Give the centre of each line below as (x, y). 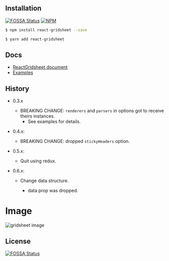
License (18, 241)
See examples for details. (54, 122)
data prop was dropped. (53, 191)
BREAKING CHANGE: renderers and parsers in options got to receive (92, 111)
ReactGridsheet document (40, 67)
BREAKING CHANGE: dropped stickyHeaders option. (75, 141)
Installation (23, 8)
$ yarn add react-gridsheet (35, 39)
